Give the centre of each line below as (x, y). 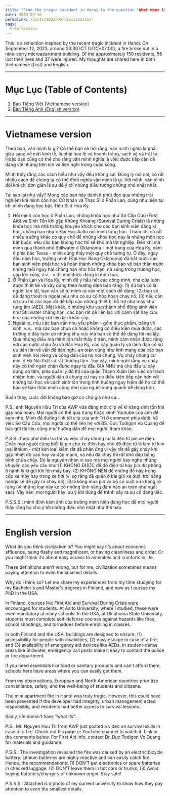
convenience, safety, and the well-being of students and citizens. (73, 686)
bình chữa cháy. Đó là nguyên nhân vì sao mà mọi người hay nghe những (81, 460)
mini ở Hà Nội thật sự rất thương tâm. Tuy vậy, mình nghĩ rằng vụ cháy (85, 361)
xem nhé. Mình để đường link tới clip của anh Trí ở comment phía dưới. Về (82, 418)
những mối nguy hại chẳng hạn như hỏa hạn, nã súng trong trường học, (87, 269)
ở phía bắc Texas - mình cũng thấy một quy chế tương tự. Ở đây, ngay (85, 253)
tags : (11, 24)
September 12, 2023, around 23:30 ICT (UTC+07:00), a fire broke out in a (82, 49)
